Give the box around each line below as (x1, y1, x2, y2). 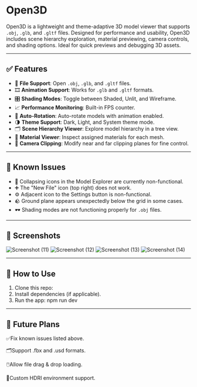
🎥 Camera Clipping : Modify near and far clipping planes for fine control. (14, 140, 189, 147)
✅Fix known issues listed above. (6, 335, 84, 342)
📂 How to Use (6, 269, 56, 279)
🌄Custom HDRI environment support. (6, 375, 96, 381)
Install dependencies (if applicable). (14, 291, 101, 298)
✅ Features (6, 64, 48, 74)
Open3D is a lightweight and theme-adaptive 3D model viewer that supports (6, 23, 191, 30)
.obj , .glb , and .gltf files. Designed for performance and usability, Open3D (6, 29, 190, 36)
